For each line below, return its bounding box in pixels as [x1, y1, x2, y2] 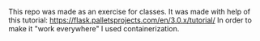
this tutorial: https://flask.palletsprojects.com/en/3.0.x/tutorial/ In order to [8, 15, 253, 25]
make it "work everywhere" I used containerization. [8, 24, 180, 33]
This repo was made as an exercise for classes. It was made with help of [8, 7, 251, 16]
